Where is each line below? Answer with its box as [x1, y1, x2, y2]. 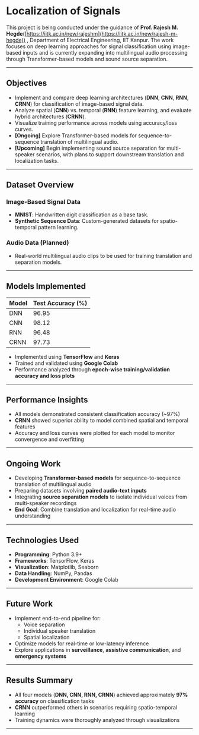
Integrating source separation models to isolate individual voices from [14, 493, 188, 500]
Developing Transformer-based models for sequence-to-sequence [14, 474, 181, 482]
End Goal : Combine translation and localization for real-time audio [14, 506, 176, 513]
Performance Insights [6, 395, 88, 405]
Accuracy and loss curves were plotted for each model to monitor [14, 430, 175, 437]
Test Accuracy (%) [33, 299, 88, 307]
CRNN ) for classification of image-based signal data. [14, 100, 144, 108]
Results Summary [6, 676, 73, 686]
